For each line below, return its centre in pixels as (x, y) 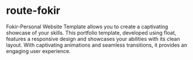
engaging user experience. (39, 51)
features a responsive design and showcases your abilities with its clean (93, 39)
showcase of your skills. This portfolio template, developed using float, (91, 32)
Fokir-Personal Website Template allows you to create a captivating (87, 27)
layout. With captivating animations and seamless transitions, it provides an (97, 45)
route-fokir (33, 11)
